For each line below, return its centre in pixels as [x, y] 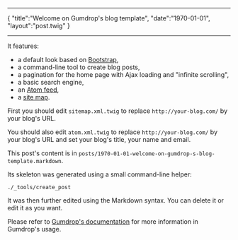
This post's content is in [42, 153]
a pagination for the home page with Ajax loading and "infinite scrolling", [123, 74]
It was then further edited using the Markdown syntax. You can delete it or [116, 200]
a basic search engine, [51, 82]
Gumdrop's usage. [34, 229]
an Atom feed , [38, 90]
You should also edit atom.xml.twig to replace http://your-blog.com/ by [113, 132]
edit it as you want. [35, 208]
